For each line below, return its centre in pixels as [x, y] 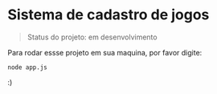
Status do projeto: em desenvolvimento [92, 37]
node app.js [27, 67]
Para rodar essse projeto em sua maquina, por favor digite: [105, 52]
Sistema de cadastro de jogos [108, 15]
